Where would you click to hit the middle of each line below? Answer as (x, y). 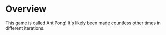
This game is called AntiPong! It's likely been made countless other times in (83, 23)
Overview (26, 9)
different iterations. (25, 28)
